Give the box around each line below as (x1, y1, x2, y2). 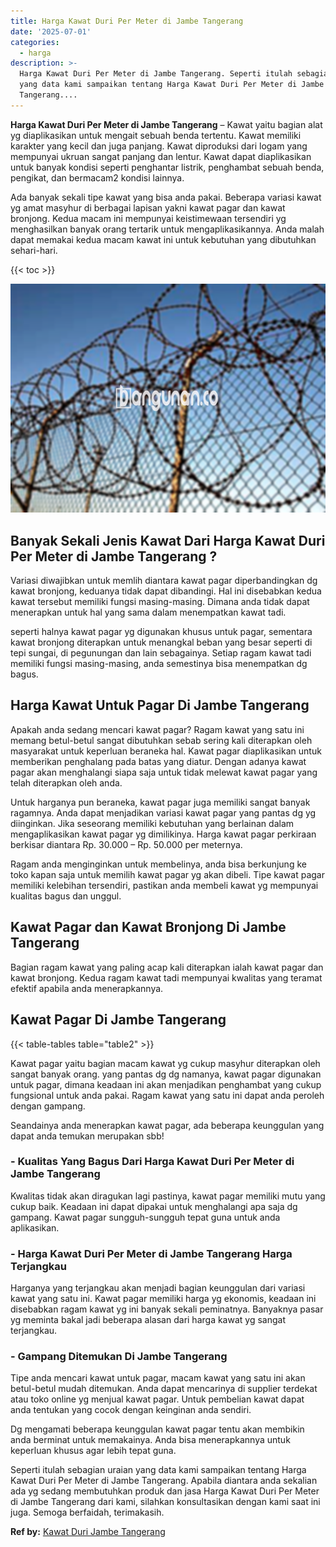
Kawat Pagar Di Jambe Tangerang (10, 1011, 227, 1029)
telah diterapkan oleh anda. (10, 776, 123, 789)
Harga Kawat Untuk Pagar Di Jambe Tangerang (10, 697, 310, 714)
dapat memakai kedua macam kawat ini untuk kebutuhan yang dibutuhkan (10, 233, 317, 245)
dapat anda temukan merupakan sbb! (10, 1130, 165, 1142)
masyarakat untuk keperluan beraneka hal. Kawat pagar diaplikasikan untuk (10, 745, 322, 757)
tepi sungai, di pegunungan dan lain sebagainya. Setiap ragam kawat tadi (10, 647, 312, 659)
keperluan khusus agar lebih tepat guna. (10, 1445, 177, 1457)
